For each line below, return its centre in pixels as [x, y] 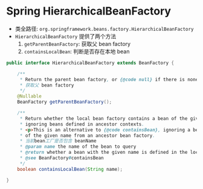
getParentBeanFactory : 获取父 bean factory [77, 44]
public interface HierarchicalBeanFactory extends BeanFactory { [90, 63]
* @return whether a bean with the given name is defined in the [104, 153]
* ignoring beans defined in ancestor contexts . [82, 124]
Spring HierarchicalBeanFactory [89, 11]
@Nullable [30, 96]
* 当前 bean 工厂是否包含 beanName [58, 141]
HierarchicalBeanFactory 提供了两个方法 [66, 36]
